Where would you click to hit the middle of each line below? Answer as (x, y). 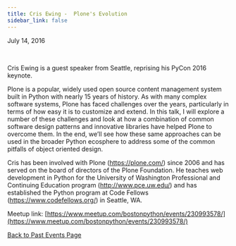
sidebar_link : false (38, 20)
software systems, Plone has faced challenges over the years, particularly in (118, 104)
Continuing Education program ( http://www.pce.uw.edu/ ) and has (102, 185)
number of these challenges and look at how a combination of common (111, 119)
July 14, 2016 (26, 40)
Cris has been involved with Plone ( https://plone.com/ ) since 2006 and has (116, 162)
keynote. (20, 75)
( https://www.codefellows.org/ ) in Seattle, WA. (75, 200)
